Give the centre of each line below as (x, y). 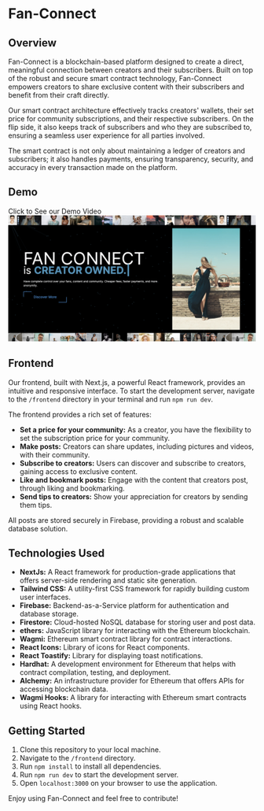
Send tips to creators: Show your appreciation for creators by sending (134, 496)
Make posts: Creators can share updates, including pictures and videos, (137, 446)
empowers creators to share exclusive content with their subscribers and (126, 87)
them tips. (36, 505)
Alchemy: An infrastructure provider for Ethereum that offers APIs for (132, 681)
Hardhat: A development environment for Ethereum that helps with (128, 664)
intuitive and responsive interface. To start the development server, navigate (132, 391)
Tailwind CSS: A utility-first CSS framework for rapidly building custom (134, 589)
